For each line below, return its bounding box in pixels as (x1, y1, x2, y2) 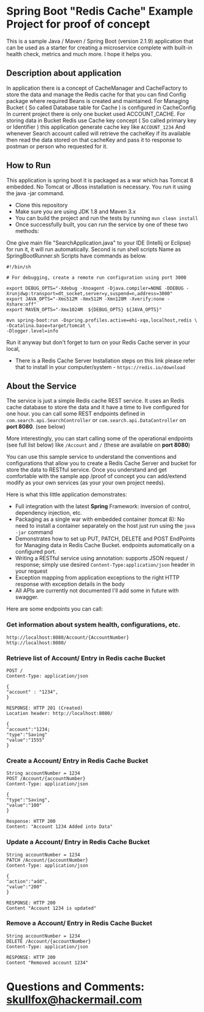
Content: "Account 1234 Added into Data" (6, 824, 113, 830)
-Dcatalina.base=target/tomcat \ (6, 322, 91, 329)
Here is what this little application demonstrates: (6, 491, 127, 498)
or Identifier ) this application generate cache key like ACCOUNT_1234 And (6, 123, 186, 131)
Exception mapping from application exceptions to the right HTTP (15, 574, 180, 581)
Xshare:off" (6, 301, 37, 307)
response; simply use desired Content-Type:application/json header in (15, 561, 195, 569)
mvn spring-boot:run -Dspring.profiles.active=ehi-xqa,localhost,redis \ (6, 317, 198, 323)
